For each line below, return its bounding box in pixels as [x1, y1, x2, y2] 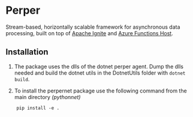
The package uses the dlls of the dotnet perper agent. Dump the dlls [14, 63, 184, 70]
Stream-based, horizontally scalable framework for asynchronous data [5, 23, 180, 30]
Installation [5, 47, 49, 57]
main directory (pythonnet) [14, 93, 81, 100]
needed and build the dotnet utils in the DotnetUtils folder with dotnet [14, 69, 186, 76]
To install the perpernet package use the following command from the [14, 87, 187, 94]
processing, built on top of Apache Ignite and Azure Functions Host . [5, 29, 173, 36]
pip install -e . [16, 105, 60, 111]
